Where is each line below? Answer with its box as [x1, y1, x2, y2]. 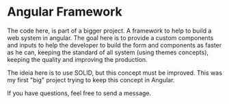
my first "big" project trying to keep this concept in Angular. [7, 75, 175, 84]
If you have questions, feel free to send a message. [7, 89, 152, 97]
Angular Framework [7, 4, 123, 20]
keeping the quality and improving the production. [7, 55, 148, 63]
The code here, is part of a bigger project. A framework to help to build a [7, 27, 212, 35]
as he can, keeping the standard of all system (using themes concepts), [7, 48, 209, 56]
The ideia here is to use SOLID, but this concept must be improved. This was [7, 69, 222, 77]
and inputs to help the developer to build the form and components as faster [7, 41, 222, 49]
